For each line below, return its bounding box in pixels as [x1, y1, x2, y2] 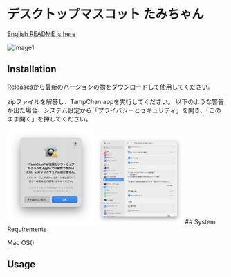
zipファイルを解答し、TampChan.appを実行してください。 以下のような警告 [7, 97, 225, 106]
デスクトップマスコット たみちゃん [7, 6, 204, 22]
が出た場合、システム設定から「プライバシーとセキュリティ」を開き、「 [7, 106, 210, 115]
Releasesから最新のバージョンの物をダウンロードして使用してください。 [7, 83, 214, 91]
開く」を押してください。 [19, 115, 92, 123]
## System [185, 217, 216, 226]
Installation [7, 63, 57, 75]
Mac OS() [7, 238, 35, 246]
